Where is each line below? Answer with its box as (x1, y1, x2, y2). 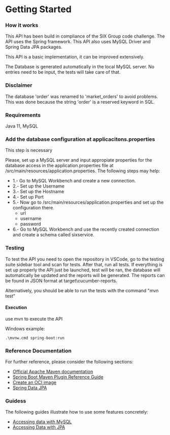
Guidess (5, 397, 26, 405)
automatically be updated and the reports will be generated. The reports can (5, 272, 165, 278)
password (20, 221, 42, 227)
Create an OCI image (12, 380, 57, 386)
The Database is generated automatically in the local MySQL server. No (5, 64, 155, 70)
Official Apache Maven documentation (12, 368, 93, 375)
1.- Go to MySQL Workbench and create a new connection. (12, 178, 136, 184)
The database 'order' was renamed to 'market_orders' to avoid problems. (5, 93, 158, 100)
